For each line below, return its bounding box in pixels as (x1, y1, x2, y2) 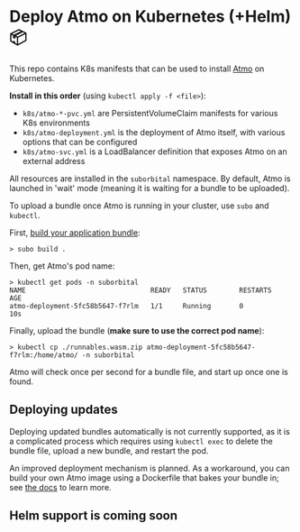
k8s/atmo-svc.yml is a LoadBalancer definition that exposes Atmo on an (22, 146, 288, 157)
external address (22, 155, 86, 166)
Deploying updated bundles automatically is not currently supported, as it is (9, 426, 290, 436)
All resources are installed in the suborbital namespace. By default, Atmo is (9, 173, 291, 184)
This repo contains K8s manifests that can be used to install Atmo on (9, 63, 265, 74)
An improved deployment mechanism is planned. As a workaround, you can (9, 463, 290, 473)
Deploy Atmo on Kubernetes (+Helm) (9, 6, 291, 27)
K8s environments (22, 117, 90, 128)
